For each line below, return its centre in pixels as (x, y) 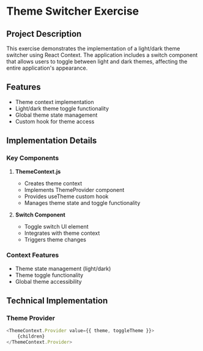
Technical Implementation (57, 301)
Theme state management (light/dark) (63, 268)
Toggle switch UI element (56, 226)
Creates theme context (53, 183)
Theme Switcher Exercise (73, 11)
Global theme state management (56, 115)
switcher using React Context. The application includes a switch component (102, 55)
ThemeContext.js (38, 171)
